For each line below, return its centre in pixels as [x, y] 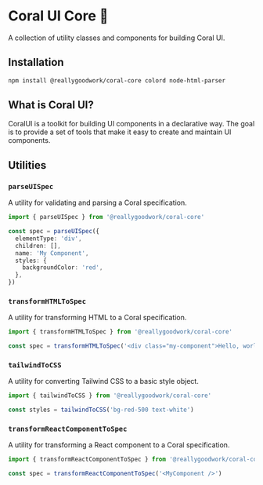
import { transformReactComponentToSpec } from [87, 459]
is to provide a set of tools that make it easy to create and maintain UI [120, 132]
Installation [36, 62]
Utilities [27, 165]
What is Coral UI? [51, 105]
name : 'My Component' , [52, 253]
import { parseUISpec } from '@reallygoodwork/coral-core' [106, 217]
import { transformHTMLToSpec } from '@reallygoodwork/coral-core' [121, 332]
